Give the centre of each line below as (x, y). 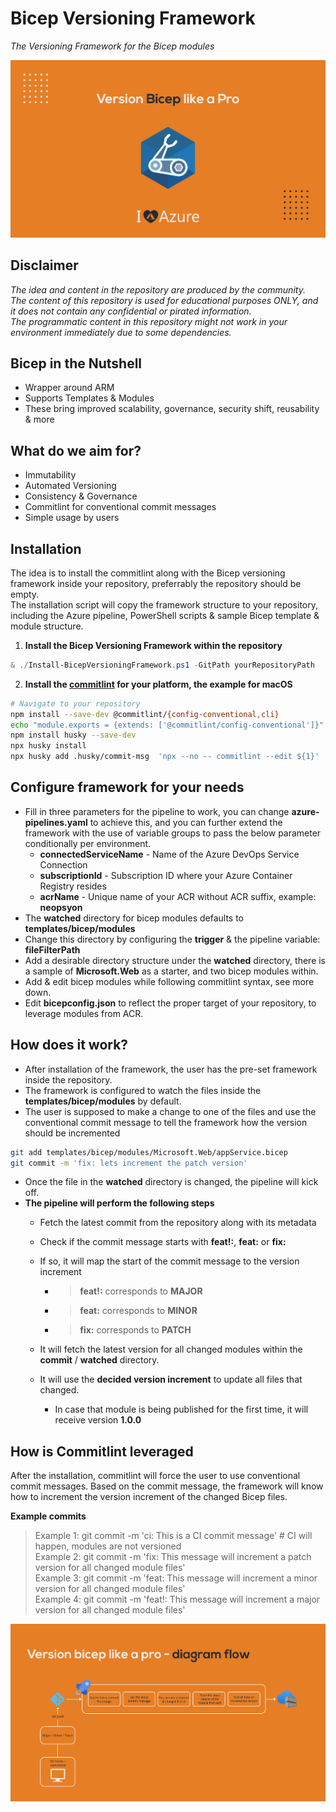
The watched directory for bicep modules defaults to (134, 918)
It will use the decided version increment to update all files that (171, 1379)
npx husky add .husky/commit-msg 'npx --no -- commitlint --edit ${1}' (165, 757)
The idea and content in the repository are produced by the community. (158, 289)
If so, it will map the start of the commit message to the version (169, 1261)
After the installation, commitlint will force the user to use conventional (155, 1476)
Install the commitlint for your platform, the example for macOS (158, 684)
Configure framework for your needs (127, 787)
